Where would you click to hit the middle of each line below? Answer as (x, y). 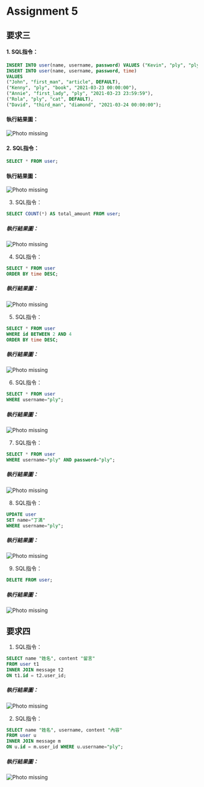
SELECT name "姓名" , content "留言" (51, 659)
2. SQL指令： (23, 148)
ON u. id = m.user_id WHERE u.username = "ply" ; (65, 747)
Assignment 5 (42, 11)
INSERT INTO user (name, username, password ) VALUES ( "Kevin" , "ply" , (96, 65)
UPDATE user (21, 514)
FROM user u (21, 736)
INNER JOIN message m (34, 741)
